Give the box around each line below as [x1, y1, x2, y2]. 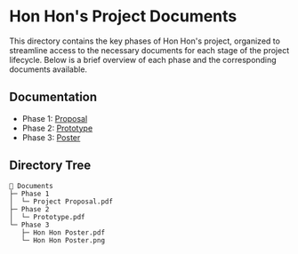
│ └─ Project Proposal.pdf [9, 197, 114, 206]
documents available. [9, 64, 87, 75]
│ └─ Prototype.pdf [9, 212, 86, 221]
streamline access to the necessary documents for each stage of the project [9, 44, 290, 55]
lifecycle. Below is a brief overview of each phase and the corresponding [9, 54, 278, 65]
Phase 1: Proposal [21, 113, 88, 123]
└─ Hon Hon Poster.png [20, 235, 105, 245]
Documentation [9, 90, 98, 105]
